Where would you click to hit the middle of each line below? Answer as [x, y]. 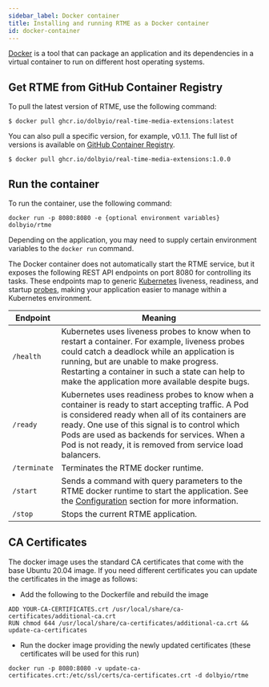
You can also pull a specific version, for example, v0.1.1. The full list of [123, 136]
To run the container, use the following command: [90, 203]
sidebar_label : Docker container [64, 16]
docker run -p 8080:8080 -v [55, 668]
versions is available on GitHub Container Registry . [92, 144]
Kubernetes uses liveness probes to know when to [156, 331]
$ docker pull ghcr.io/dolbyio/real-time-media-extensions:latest [121, 121]
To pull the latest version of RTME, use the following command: [112, 107]
